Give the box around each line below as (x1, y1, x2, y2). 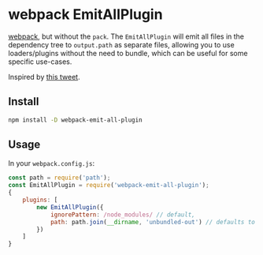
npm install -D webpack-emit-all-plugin (8, 116, 143, 124)
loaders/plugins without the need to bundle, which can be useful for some (8, 48, 248, 58)
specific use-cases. (8, 57, 72, 66)
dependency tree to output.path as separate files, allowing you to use (8, 39, 235, 49)
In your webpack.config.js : (8, 159, 95, 168)
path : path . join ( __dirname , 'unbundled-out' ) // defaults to (50, 218, 256, 226)
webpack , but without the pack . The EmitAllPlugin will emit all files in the (8, 32, 245, 41)
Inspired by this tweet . (8, 72, 80, 81)
